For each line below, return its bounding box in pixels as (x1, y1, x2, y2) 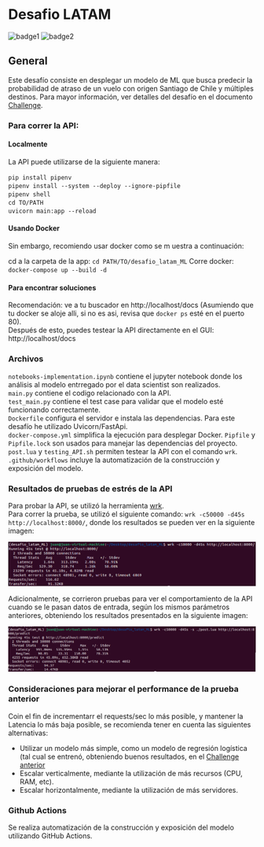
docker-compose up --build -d (8, 266, 108, 275)
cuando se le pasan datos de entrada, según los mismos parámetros (8, 602, 230, 612)
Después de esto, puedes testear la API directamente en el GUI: (8, 325, 214, 335)
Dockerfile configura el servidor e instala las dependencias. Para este (8, 413, 236, 423)
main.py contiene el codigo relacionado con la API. (8, 388, 171, 398)
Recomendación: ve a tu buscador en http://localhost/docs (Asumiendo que (8, 301, 254, 310)
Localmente (8, 139, 48, 149)
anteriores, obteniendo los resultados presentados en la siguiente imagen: (8, 610, 248, 620)
